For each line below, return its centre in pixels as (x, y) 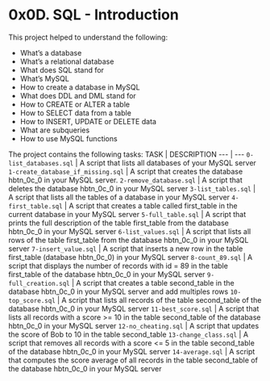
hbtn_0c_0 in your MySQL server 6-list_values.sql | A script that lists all (130, 231)
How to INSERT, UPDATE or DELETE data (88, 121)
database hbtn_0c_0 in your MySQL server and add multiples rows (118, 291)
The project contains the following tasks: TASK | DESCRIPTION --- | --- (127, 154)
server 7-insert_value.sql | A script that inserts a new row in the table (126, 249)
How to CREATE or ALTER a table (75, 104)
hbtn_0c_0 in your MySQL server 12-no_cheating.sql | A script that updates (134, 325)
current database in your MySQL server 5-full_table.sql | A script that (127, 214)
